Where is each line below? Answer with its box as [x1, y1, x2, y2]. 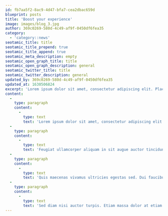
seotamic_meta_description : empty [5, 54, 77, 59]
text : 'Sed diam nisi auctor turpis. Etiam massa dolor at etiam [23, 203, 162, 208]
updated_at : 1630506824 [5, 82, 55, 87]
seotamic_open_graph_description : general [5, 63, 95, 68]
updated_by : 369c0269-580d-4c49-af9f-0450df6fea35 [5, 77, 113, 82]
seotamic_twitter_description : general [5, 73, 88, 78]
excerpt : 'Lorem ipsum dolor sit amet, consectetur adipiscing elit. [5, 86, 153, 92]
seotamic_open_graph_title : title [5, 59, 77, 64]
